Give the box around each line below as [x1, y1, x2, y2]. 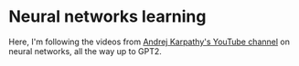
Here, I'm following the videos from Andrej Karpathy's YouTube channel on [8, 36, 290, 47]
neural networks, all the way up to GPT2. [8, 45, 162, 56]
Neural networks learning [8, 6, 207, 27]
